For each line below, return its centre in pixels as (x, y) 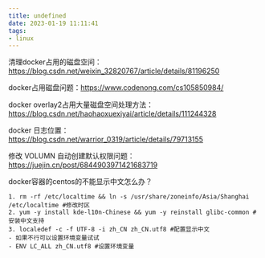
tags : (17, 31)
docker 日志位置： (39, 130)
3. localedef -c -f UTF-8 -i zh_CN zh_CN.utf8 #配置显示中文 (109, 230)
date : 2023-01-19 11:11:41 (53, 23)
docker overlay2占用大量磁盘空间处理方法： (81, 104)
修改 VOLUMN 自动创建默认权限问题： (71, 156)
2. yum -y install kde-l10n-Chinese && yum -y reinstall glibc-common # (132, 213)
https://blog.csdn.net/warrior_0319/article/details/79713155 (106, 139)
